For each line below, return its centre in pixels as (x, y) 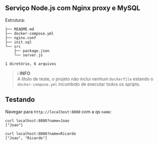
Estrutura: (15, 20)
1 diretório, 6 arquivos (31, 64)
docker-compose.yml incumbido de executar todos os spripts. (79, 84)
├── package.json (32, 51)
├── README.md (20, 29)
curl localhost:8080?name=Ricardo (41, 134)
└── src (13, 47)
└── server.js (28, 55)
